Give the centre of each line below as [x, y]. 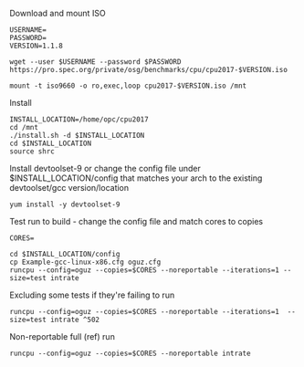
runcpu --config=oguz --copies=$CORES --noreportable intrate [130, 353]
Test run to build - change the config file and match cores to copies [136, 221]
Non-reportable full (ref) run [63, 336]
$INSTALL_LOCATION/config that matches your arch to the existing [136, 178]
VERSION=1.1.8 [37, 46]
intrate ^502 [75, 320]
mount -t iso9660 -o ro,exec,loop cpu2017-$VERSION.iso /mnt [128, 86]
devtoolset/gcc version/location [69, 188]
